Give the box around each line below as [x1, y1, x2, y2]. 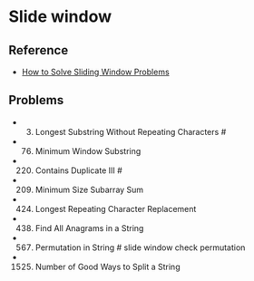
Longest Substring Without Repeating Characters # [34, 126, 227, 137]
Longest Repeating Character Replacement [34, 203, 197, 214]
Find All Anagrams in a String [34, 222, 144, 233]
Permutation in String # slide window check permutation [34, 242, 246, 253]
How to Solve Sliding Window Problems [21, 66, 170, 77]
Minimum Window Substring [34, 145, 142, 156]
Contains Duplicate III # [34, 165, 123, 176]
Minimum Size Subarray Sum [34, 184, 144, 195]
